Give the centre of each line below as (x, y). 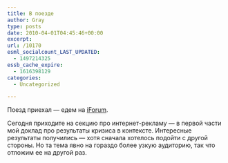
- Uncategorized (37, 84)
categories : (24, 78)
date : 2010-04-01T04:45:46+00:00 (55, 33)
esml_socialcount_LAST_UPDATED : (54, 52)
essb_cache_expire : (35, 65)
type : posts (24, 26)
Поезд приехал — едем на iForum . (58, 110)
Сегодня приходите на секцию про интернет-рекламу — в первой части (114, 123)
